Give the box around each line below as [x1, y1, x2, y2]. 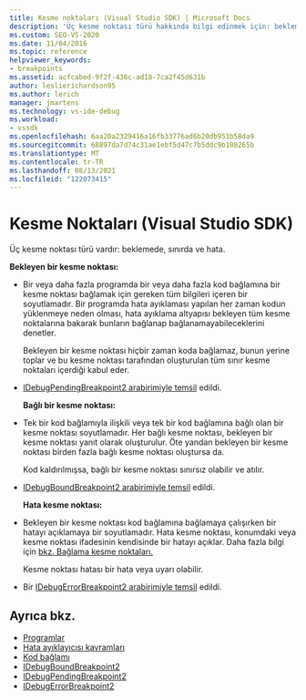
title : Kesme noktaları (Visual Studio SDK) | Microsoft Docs [9, 13, 250, 23]
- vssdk [9, 124, 39, 133]
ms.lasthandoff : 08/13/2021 [9, 166, 117, 175]
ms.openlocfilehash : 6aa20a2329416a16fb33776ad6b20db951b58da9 [9, 132, 255, 141]
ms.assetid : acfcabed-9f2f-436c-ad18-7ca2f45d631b [9, 73, 206, 82]
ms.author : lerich [9, 89, 79, 98]
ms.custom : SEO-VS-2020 [9, 30, 100, 39]
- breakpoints [9, 65, 64, 74]
